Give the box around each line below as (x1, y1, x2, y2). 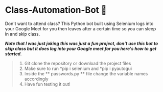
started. (5, 51, 22, 57)
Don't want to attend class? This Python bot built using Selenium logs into (5, 21, 154, 26)
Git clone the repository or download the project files (24, 60, 131, 66)
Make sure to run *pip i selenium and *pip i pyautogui (24, 66, 132, 71)
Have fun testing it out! (24, 81, 70, 87)
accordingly (24, 76, 49, 82)
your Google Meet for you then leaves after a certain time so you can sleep (5, 25, 156, 31)
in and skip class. (5, 31, 40, 37)
